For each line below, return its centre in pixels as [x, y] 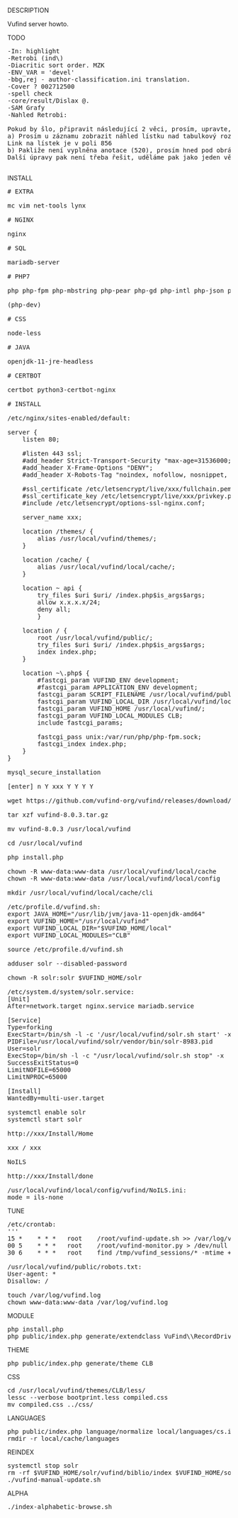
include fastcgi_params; [80, 723]
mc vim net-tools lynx [47, 206]
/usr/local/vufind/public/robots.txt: [75, 1267]
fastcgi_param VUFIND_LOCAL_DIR [93, 702]
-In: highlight [34, 51]
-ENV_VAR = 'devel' [41, 73]
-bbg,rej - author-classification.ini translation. [99, 80]
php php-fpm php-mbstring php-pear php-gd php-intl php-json [116, 291]
